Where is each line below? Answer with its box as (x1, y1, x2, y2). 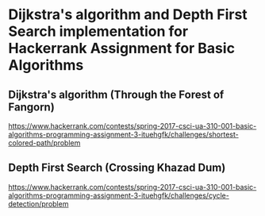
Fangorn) (8, 100, 56, 114)
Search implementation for (8, 22, 189, 40)
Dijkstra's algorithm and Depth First (8, 6, 248, 24)
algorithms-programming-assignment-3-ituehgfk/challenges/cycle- (8, 191, 230, 200)
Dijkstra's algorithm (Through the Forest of (8, 87, 225, 101)
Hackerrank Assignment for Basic (8, 40, 236, 57)
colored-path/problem (8, 138, 81, 148)
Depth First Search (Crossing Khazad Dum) (8, 161, 226, 175)
